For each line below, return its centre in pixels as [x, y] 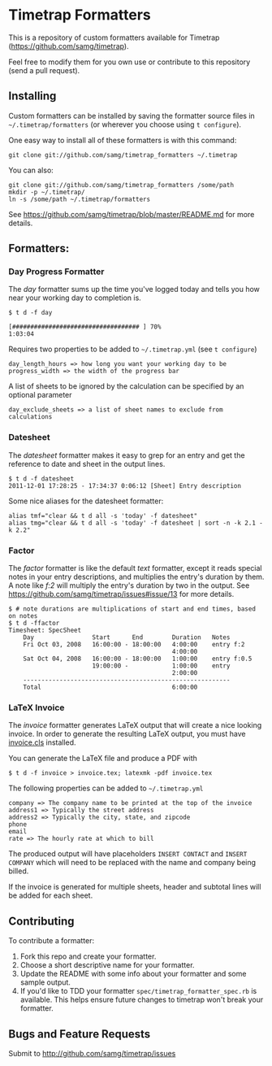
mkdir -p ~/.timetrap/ [47, 192]
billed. [19, 871]
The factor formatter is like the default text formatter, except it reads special [135, 568]
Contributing [41, 921]
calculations [30, 417]
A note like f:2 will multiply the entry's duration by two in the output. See [129, 585]
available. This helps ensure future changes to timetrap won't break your [142, 1000]
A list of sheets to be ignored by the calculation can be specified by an [126, 386]
